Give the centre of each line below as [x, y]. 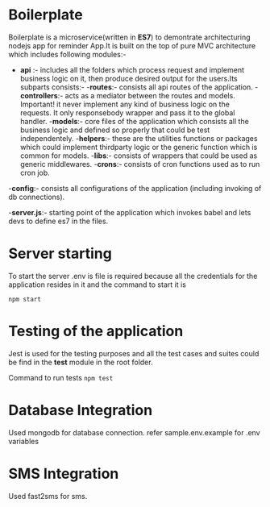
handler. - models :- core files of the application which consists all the [135, 121]
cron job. [35, 172]
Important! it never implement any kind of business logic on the [125, 104]
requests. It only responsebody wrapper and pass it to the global [127, 112]
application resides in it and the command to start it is [98, 285]
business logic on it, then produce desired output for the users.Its [129, 78]
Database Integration [81, 410]
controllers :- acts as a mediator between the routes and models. [127, 95]
